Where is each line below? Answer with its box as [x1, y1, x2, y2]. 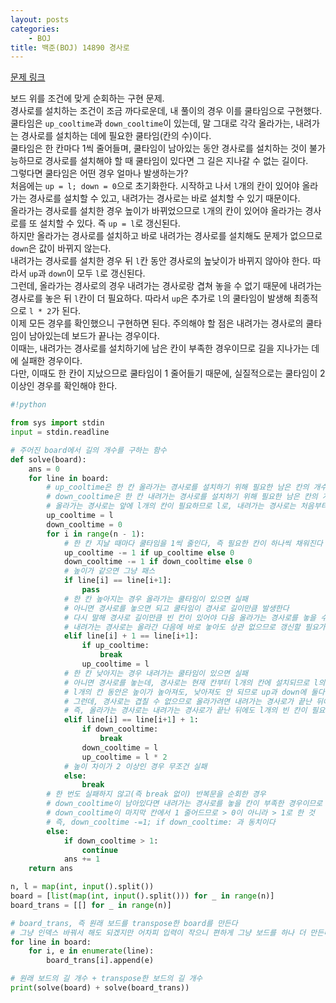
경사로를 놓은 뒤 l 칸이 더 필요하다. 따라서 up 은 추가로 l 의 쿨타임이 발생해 [10, 292, 292, 305]
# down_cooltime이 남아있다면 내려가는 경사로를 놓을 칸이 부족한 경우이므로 [46, 799, 323, 809]
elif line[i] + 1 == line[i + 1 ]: [63, 631, 199, 641]
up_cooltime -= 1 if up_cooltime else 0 [63, 547, 235, 558]
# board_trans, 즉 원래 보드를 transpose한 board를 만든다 [10, 918, 238, 928]
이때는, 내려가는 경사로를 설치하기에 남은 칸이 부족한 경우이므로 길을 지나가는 [10, 342, 310, 355]
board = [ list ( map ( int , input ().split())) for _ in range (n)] [10, 891, 275, 901]
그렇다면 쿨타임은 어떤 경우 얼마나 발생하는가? [10, 167, 189, 180]
